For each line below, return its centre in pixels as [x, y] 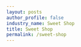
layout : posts [24, 12]
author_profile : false [35, 18]
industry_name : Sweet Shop [40, 23]
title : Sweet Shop [30, 29]
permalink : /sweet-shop [37, 35]
